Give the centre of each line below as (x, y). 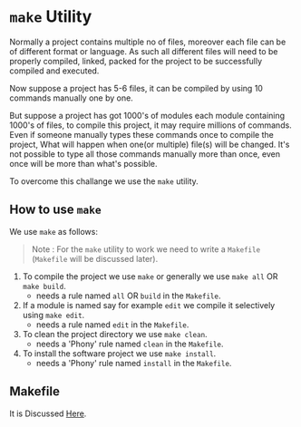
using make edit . (53, 315)
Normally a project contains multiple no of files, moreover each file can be (148, 42)
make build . (44, 286)
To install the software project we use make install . (119, 353)
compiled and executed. (54, 71)
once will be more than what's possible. (83, 163)
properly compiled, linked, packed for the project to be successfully (136, 61)
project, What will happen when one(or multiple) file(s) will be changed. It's (150, 144)
